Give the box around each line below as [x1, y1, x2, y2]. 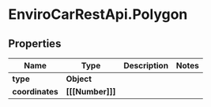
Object [66, 73, 92, 84]
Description [123, 61, 168, 71]
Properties [8, 37, 62, 50]
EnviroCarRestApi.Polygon [8, 6, 188, 24]
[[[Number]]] [66, 87, 116, 97]
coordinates [12, 87, 59, 97]
